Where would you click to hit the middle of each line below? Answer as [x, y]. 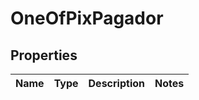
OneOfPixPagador [87, 18]
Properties [44, 55]
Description [116, 83]
